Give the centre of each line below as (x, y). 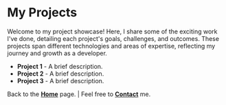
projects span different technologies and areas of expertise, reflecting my (111, 46)
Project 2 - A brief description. (60, 74)
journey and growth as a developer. (57, 53)
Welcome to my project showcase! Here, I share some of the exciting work (112, 31)
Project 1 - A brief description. (60, 66)
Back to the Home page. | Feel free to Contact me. (79, 94)
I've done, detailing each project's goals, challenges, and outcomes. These (113, 38)
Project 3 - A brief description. (60, 80)
